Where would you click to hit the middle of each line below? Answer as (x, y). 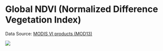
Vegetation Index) (43, 20)
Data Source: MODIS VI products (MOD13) (49, 33)
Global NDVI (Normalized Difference (82, 9)
